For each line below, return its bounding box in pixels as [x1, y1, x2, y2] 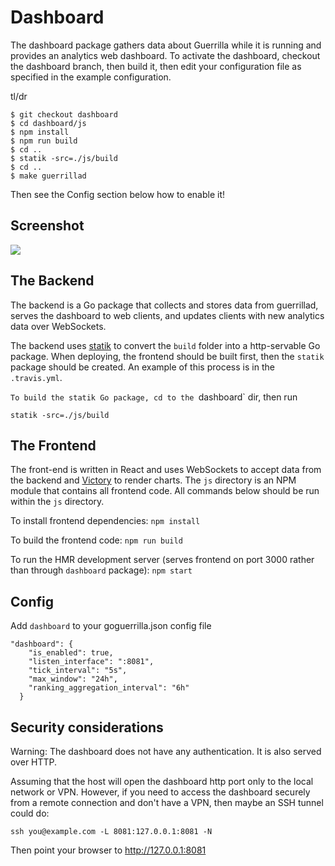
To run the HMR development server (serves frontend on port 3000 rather [10, 554, 315, 566]
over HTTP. [10, 756, 58, 768]
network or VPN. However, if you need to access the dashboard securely [10, 786, 311, 798]
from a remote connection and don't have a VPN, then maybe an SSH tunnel [10, 797, 324, 808]
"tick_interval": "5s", [28, 666, 128, 676]
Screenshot [10, 217, 85, 235]
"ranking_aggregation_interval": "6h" [28, 683, 190, 693]
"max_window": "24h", [28, 674, 118, 685]
